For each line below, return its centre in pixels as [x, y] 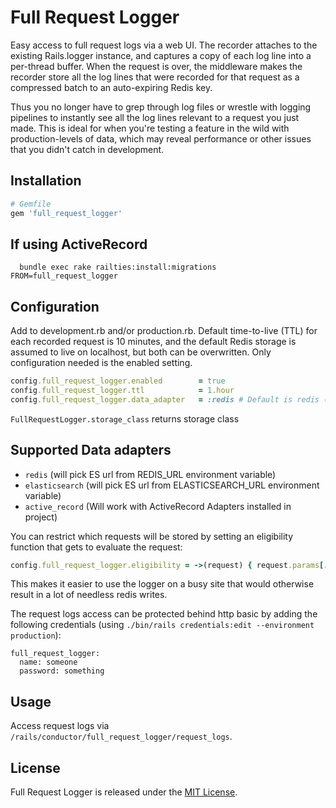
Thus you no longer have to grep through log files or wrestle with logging [161, 107]
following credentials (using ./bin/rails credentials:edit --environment [162, 625]
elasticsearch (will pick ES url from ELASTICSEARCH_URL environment [172, 485]
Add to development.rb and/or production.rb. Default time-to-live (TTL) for [164, 331]
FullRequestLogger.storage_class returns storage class [125, 418]
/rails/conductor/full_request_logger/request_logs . [121, 737]
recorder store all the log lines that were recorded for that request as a [155, 77]
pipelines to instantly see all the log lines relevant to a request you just [155, 117]
